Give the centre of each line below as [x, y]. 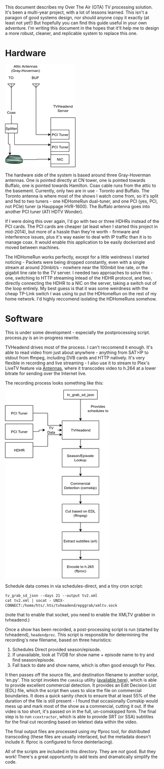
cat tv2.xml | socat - [28, 600]
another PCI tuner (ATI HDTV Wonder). [44, 211]
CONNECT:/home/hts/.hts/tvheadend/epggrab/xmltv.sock [61, 605]
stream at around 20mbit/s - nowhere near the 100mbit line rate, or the [77, 267]
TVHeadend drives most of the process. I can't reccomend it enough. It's [79, 347]
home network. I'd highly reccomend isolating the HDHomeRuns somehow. [81, 299]
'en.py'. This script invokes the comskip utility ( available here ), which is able [81, 680]
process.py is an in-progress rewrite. [42, 338]
